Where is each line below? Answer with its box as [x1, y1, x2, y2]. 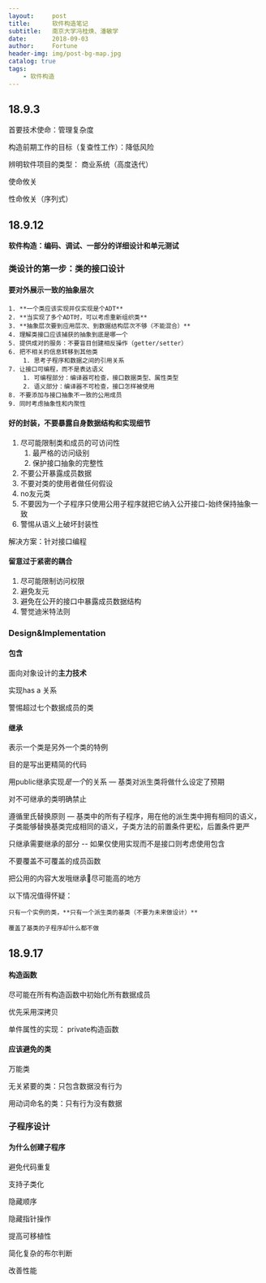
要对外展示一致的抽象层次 [8, 285, 94, 294]
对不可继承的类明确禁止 [8, 794, 87, 804]
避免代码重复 [8, 1162, 51, 1172]
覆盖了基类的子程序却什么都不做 [8, 924, 100, 933]
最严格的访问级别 [32, 448, 90, 458]
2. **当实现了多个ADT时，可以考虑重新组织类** [8, 314, 148, 322]
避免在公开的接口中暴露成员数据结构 [19, 596, 142, 606]
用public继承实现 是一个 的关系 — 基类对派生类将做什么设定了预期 [8, 777, 225, 787]
